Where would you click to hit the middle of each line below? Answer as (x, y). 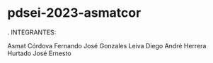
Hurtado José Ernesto (40, 53)
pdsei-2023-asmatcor (74, 13)
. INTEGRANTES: (32, 32)
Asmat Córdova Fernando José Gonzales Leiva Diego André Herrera (107, 45)
